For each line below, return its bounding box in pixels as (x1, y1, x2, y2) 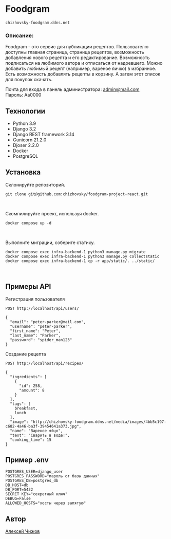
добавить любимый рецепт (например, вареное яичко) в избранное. (5, 65, 157, 72)
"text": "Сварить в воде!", (10, 433, 70, 438)
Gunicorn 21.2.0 (12, 137, 47, 143)
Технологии (5, 106, 45, 116)
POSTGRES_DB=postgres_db (5, 478, 59, 484)
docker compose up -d (5, 220, 52, 226)
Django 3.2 (12, 126, 36, 132)
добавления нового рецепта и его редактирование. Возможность (5, 54, 150, 61)
